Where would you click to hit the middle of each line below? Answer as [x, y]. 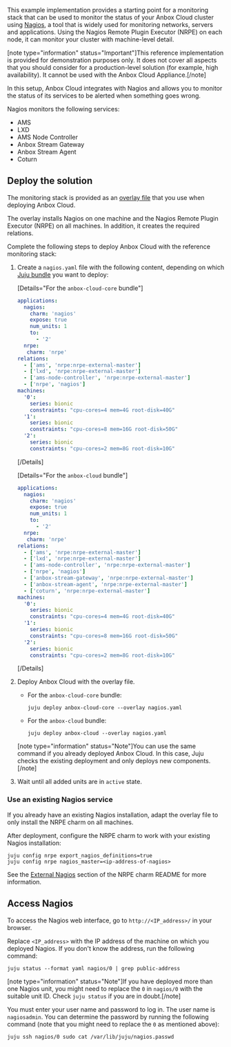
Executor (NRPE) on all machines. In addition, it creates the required [103, 226]
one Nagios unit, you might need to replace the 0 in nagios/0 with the [105, 988]
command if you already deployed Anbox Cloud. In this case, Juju [111, 754]
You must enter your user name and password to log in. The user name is [111, 1009]
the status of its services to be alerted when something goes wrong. [104, 95]
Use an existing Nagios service [60, 800]
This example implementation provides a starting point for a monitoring [108, 10]
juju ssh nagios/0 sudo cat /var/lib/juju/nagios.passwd [91, 1037]
